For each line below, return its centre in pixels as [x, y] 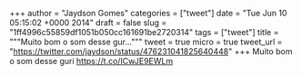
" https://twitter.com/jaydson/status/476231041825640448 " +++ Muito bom [151, 52]
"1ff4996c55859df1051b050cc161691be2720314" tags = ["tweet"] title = [144, 32]
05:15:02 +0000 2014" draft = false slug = [88, 23]
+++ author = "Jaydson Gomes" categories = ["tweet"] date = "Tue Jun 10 [148, 13]
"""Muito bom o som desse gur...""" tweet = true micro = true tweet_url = [146, 42]
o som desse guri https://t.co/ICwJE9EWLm [91, 61]
